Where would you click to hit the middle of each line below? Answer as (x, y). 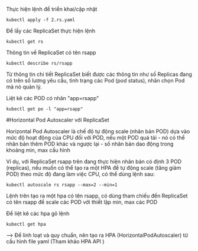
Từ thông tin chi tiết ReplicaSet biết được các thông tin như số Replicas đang (99, 74)
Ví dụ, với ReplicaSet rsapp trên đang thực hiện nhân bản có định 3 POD (94, 161)
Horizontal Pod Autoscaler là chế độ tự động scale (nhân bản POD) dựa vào (98, 131)
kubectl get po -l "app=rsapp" (45, 109)
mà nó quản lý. (24, 87)
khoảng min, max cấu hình (38, 150)
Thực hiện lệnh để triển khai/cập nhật (52, 9)
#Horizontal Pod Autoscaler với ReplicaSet (58, 120)
